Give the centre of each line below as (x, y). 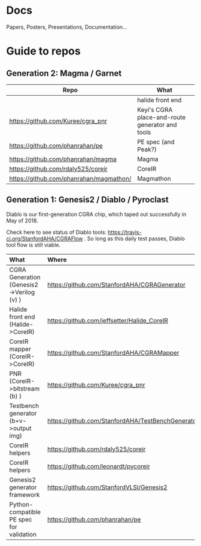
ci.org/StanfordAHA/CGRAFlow (45, 238)
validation (23, 534)
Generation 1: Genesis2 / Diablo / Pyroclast (87, 200)
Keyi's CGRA (155, 109)
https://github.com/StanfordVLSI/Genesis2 (107, 487)
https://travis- (124, 232)
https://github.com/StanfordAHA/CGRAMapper (113, 352)
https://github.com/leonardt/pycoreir (99, 466)
